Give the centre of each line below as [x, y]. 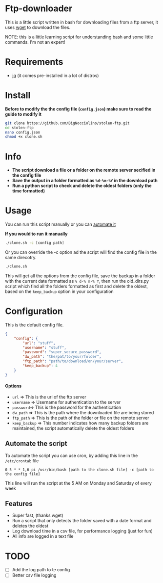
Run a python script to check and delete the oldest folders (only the [82, 186]
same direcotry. [21, 258]
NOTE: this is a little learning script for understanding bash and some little [79, 37]
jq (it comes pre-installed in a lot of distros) [55, 75]
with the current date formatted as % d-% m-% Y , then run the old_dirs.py [77, 281]
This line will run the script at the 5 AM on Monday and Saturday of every [79, 483]
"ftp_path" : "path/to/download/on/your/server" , [73, 361]
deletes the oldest [30, 526]
